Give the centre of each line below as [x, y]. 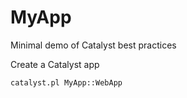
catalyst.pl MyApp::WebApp [66, 82]
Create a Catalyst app [55, 64]
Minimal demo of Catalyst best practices [93, 45]
